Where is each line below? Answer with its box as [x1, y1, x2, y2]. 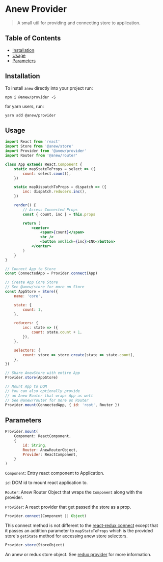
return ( [23, 221, 41, 225]
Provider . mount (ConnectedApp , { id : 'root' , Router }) [5, 402, 120, 408]
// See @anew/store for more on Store [5, 285, 84, 290]
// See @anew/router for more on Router [5, 398, 89, 403]
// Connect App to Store [5, 266, 56, 271]
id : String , [23, 443, 48, 448]
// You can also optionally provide [5, 388, 80, 393]
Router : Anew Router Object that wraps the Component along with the [5, 489, 142, 495]
